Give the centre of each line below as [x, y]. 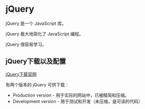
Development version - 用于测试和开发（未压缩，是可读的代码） [77, 101]
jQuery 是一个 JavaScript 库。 [36, 23]
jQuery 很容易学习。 [26, 44]
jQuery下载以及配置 [36, 61]
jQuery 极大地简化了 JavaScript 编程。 [44, 34]
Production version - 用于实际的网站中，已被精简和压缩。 [71, 95]
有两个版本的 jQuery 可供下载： [37, 84]
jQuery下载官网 [21, 74]
